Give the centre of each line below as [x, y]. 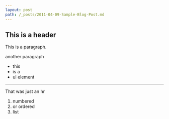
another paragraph [25, 57]
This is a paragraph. [26, 47]
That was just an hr [25, 91]
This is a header [31, 35]
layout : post [19, 10]
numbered [23, 101]
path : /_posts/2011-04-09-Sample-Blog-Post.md [55, 15]
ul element [23, 77]
